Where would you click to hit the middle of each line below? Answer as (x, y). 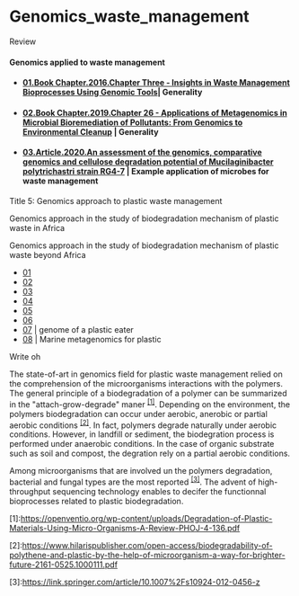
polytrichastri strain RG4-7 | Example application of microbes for (145, 172)
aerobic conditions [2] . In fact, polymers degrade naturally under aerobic (143, 424)
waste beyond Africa (48, 254)
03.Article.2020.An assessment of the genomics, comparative (142, 152)
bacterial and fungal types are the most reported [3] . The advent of (133, 481)
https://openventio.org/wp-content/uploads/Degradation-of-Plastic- (146, 518)
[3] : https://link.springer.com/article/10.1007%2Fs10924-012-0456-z (135, 582)
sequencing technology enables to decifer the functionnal (159, 491)
